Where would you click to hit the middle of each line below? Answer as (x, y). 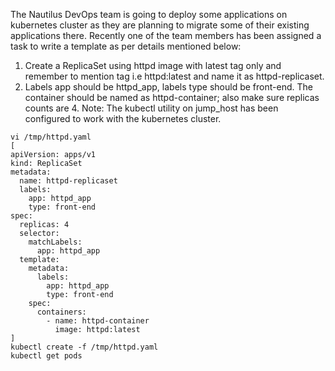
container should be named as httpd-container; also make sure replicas (172, 97)
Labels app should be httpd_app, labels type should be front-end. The (168, 87)
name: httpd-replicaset (68, 181)
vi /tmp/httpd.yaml (51, 137)
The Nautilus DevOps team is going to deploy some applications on (149, 14)
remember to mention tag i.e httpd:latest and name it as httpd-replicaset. (174, 76)
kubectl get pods (46, 356)
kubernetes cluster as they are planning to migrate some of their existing (160, 25)
